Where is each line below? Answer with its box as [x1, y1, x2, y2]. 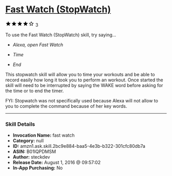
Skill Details [5, 120, 35, 127]
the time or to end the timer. [5, 87, 64, 94]
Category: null [12, 138, 44, 144]
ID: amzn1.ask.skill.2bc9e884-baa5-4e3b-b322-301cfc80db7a [12, 143, 146, 149]
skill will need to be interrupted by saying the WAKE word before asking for [5, 82, 163, 88]
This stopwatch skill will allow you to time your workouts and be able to [5, 71, 155, 77]
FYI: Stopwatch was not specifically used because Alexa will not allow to [5, 97, 159, 103]
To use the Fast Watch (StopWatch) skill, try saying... [5, 32, 117, 38]
